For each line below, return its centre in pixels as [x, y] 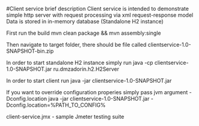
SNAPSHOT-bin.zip [30, 51]
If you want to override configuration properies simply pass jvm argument [97, 92]
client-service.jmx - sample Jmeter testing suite [65, 117]
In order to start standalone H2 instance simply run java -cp [80, 63]
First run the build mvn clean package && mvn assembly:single [84, 33]
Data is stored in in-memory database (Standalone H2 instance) [85, 21]
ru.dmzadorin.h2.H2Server [86, 69]
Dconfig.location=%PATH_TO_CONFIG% [56, 105]
